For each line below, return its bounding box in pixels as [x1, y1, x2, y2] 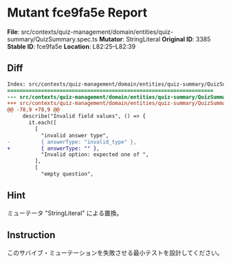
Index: [7, 81, 26, 88]
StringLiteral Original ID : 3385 [126, 35, 211, 43]
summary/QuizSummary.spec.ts [7, 35, 98, 43]
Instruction [7, 229, 56, 241]
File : [7, 28, 20, 36]
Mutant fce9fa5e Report [7, 5, 148, 21]
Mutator [99, 35, 123, 43]
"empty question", [41, 171, 94, 177]
